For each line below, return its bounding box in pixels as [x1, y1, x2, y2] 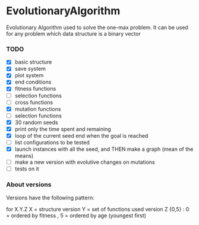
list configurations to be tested [14, 138, 90, 146]
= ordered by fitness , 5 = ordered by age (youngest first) [6, 212, 147, 219]
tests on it [14, 165, 40, 173]
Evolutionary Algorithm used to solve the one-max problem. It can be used [6, 24, 188, 31]
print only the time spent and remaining [14, 125, 111, 132]
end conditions [14, 78, 52, 85]
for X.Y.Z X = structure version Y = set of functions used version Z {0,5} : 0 [6, 205, 189, 213]
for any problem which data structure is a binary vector [6, 30, 141, 37]
